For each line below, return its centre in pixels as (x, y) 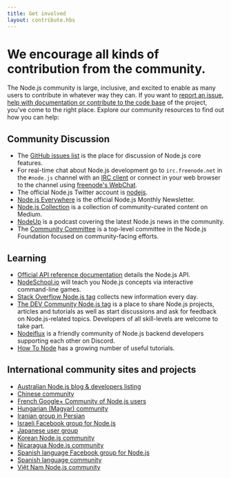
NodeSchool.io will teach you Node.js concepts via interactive (105, 282)
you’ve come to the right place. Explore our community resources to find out (115, 110)
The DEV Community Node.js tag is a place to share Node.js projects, (116, 304)
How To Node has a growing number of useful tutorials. (96, 348)
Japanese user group (48, 430)
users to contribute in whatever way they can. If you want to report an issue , (115, 95)
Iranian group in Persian (51, 416)
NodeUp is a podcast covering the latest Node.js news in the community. (121, 222)
